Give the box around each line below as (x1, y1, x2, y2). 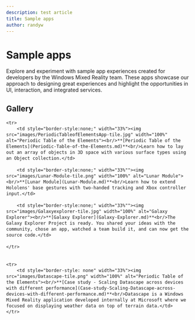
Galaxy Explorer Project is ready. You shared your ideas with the (6, 220, 176, 227)
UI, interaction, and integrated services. (6, 86, 102, 94)
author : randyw (6, 22, 44, 28)
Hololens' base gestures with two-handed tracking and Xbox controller (6, 185, 186, 191)
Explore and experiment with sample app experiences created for (6, 68, 165, 75)
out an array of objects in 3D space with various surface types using (6, 149, 186, 156)
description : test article (6, 9, 73, 15)
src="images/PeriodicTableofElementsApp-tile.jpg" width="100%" (6, 132, 168, 138)
